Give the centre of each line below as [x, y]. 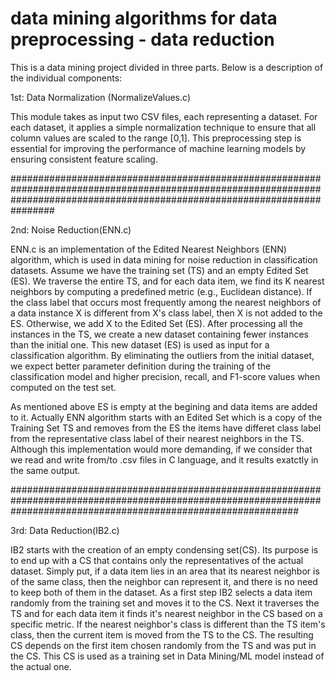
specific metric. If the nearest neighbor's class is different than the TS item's [168, 624]
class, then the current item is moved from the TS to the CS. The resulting [162, 634]
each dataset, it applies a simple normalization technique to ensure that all [163, 127]
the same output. [45, 470]
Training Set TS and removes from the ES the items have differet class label [166, 428]
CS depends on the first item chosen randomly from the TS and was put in [163, 645]
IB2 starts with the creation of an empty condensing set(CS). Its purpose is [164, 549]
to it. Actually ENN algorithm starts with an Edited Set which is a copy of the [166, 417]
